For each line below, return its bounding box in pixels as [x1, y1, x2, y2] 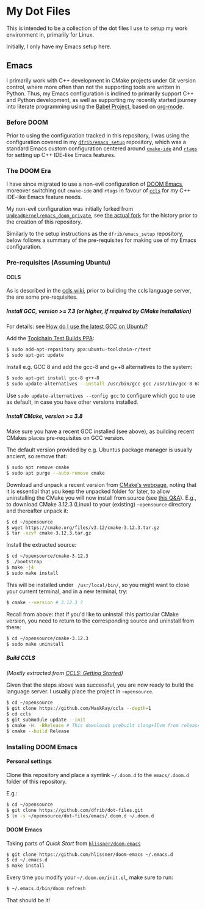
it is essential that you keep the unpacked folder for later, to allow [6, 487, 171, 495]
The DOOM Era [6, 166, 51, 175]
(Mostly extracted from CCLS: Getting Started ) [6, 670, 124, 677]
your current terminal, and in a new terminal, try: [6, 588, 128, 595]
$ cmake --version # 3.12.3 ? [6, 599, 84, 605]
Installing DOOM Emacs [6, 742, 78, 751]
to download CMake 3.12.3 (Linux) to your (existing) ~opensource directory [6, 500, 192, 508]
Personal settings [6, 757, 52, 765]
